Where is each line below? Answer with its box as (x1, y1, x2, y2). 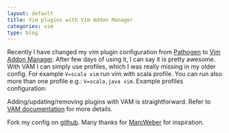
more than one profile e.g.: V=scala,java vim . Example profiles (7, 77, 184, 86)
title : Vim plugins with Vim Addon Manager (7, 16, 134, 23)
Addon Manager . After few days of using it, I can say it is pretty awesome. (7, 56, 216, 64)
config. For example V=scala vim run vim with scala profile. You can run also (7, 70, 223, 78)
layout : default (7, 10, 53, 17)
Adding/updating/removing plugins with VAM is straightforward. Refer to (7, 97, 211, 106)
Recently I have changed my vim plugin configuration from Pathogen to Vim (7, 48, 221, 56)
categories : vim (7, 23, 53, 29)
